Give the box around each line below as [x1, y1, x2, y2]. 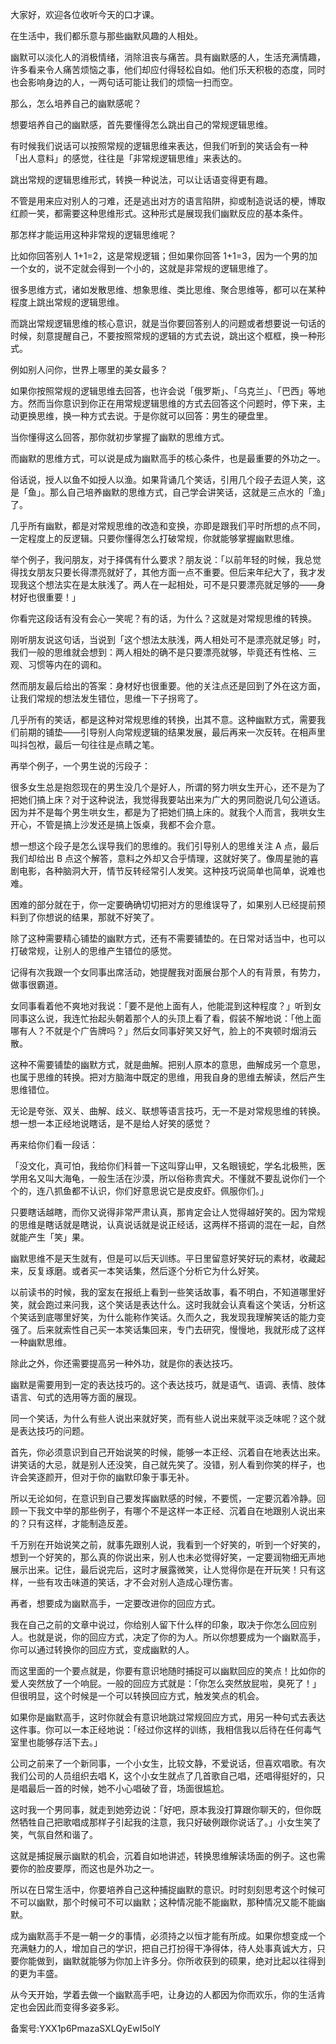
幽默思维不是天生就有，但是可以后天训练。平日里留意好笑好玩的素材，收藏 [10, 1253, 317, 1264]
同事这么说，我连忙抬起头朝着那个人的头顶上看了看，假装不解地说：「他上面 [10, 1013, 322, 1024]
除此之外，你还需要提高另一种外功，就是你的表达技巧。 [10, 1358, 238, 1369]
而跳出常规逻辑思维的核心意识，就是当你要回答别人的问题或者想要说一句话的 [10, 318, 326, 329]
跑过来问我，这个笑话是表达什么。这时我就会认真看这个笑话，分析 [44, 1299, 317, 1310]
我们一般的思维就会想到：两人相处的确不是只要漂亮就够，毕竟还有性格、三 [10, 646, 317, 658]
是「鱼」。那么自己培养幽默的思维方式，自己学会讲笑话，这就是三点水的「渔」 [10, 486, 326, 498]
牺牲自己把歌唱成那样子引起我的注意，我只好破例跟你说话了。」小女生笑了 [18, 1816, 322, 1828]
